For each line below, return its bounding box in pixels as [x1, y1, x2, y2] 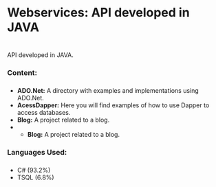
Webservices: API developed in [7, 5, 191, 21]
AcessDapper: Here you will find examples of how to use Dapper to [17, 101, 210, 109]
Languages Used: [7, 148, 67, 157]
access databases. [17, 109, 71, 117]
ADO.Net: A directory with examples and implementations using [17, 87, 199, 95]
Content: [7, 68, 38, 78]
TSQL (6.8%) [17, 173, 54, 181]
